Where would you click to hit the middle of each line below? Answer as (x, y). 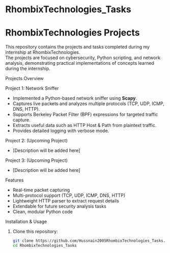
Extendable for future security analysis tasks (60, 206)
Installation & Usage (26, 222)
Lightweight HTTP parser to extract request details (66, 201)
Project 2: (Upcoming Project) (36, 141)
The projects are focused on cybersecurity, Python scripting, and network (83, 58)
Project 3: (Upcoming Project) (36, 160)
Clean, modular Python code (42, 212)
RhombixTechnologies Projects (73, 33)
